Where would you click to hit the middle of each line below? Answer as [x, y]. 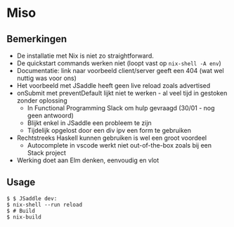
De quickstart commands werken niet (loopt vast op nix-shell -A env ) [119, 63]
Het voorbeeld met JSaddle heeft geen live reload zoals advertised [113, 85]
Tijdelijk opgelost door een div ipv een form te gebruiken [109, 130]
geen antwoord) [51, 115]
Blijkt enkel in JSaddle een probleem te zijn [89, 123]
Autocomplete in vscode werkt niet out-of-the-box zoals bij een [119, 145]
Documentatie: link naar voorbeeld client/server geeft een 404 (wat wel [120, 71]
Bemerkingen [37, 39]
